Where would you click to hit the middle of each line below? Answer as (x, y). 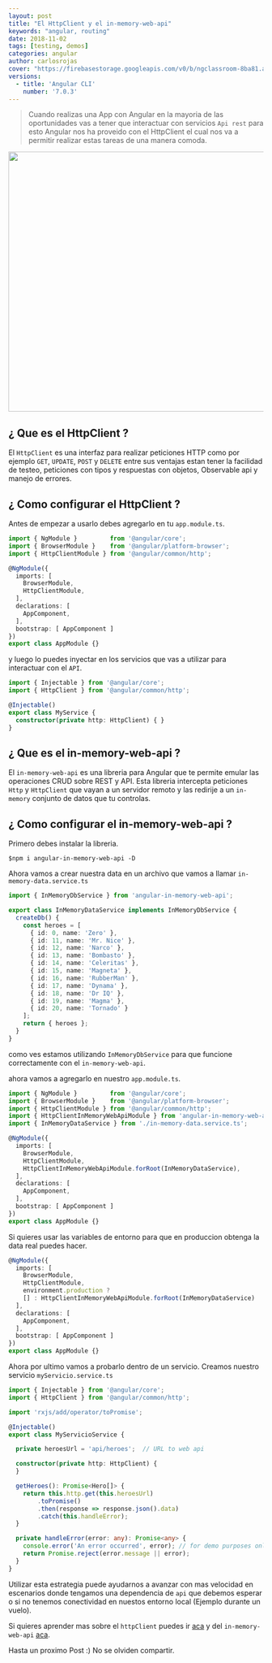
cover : (19, 69)
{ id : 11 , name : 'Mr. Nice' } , (83, 940)
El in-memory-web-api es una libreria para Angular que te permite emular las (134, 773)
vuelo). (20, 1610)
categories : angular (43, 54)
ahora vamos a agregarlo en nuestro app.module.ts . (94, 1078)
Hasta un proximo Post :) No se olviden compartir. (91, 1650)
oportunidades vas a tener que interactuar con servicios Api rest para (146, 123)
